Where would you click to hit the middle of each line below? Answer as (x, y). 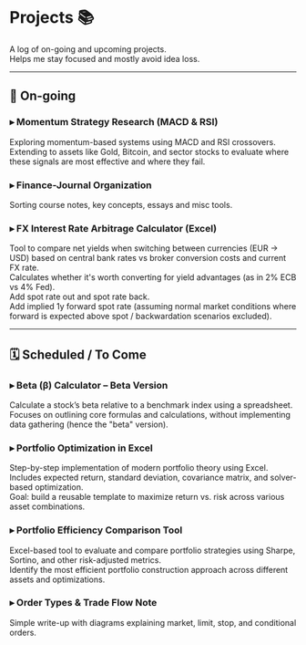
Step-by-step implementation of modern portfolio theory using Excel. (139, 468)
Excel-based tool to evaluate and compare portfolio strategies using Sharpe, (153, 550)
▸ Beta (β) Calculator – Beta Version (89, 385)
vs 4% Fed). (32, 287)
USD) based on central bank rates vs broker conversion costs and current (148, 258)
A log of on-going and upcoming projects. (88, 49)
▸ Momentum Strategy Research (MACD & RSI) (114, 122)
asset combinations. (47, 506)
